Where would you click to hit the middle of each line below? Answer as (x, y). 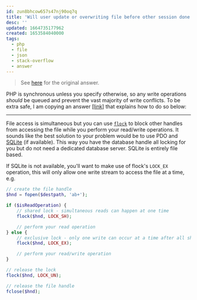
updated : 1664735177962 (35, 28)
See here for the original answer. (60, 83)
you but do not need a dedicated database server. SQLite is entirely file (92, 149)
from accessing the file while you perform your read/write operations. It (92, 130)
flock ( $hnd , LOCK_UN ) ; (34, 275)
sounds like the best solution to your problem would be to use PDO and (92, 136)
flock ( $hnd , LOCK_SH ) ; (44, 216)
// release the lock (31, 270)
